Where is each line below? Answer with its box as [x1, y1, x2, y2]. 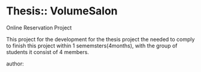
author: [6, 60, 24, 67]
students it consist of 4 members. [6, 48, 89, 55]
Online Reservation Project [6, 24, 72, 31]
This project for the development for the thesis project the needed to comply [6, 35, 195, 43]
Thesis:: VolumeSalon [6, 4, 118, 18]
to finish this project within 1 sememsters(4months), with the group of [6, 42, 178, 49]
